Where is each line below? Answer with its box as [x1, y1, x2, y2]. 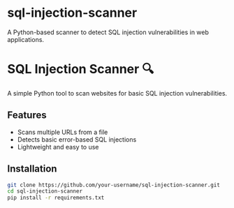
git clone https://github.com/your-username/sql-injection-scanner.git [7, 181, 220, 188]
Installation [7, 163, 57, 175]
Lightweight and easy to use [17, 142, 99, 151]
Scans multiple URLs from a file [17, 128, 108, 136]
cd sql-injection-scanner [7, 188, 82, 195]
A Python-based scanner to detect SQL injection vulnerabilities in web [7, 28, 210, 36]
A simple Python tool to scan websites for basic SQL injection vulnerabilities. [7, 89, 228, 97]
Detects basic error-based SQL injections [17, 135, 137, 144]
